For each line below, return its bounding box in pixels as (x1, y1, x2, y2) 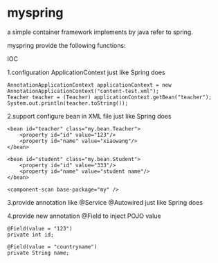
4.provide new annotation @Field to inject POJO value (7, 212, 161, 220)
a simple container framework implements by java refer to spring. (7, 28, 194, 36)
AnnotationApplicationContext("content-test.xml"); (7, 87, 159, 94)
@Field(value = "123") (7, 225, 73, 232)
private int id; (7, 231, 54, 238)
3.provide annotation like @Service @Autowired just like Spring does (7, 198, 203, 206)
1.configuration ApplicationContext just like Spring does (7, 68, 165, 76)
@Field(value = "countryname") (7, 243, 98, 251)
